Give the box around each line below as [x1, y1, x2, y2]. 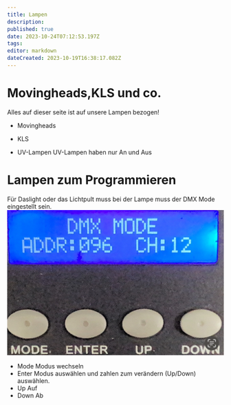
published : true [7, 25, 54, 32]
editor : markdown [7, 48, 57, 54]
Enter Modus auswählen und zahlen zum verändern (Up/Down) [16, 369, 197, 378]
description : [7, 18, 45, 25]
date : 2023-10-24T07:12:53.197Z [7, 33, 100, 40]
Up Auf [16, 384, 38, 393]
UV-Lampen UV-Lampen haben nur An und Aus [16, 148, 153, 156]
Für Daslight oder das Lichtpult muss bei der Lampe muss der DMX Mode [7, 195, 215, 203]
